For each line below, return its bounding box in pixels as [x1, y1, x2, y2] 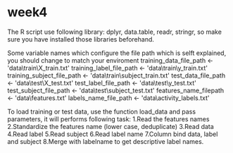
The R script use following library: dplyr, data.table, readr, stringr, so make [7, 27, 222, 36]
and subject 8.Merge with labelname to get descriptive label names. [7, 137, 204, 145]
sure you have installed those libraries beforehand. [7, 35, 155, 43]
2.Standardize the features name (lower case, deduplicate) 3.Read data [7, 122, 215, 130]
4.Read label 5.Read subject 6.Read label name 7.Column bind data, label [7, 130, 218, 138]
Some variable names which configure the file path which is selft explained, [7, 49, 227, 57]
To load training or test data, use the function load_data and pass [7, 107, 196, 116]
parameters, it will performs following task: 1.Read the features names [7, 114, 210, 123]
